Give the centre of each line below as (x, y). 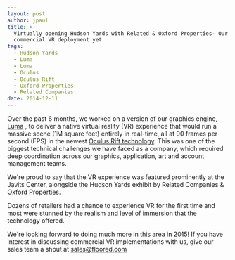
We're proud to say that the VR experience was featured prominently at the (116, 177)
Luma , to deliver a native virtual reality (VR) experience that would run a (112, 126)
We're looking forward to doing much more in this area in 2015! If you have (115, 234)
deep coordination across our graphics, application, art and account (106, 156)
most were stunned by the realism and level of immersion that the (102, 213)
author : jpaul (28, 20)
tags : (15, 46)
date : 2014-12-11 (33, 99)
